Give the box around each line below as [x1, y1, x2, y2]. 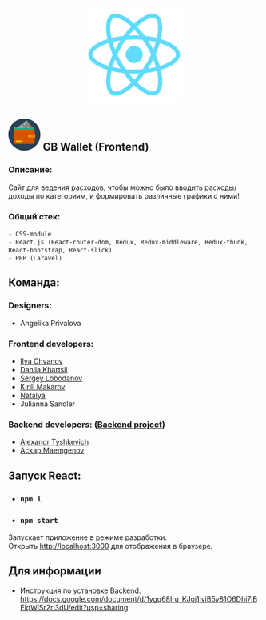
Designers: [8, 300, 52, 311]
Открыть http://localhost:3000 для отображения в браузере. [8, 541, 213, 550]
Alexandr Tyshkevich [19, 437, 89, 447]
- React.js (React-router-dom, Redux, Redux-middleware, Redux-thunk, [8, 238, 248, 246]
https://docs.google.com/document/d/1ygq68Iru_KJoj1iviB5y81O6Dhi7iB [19, 594, 258, 603]
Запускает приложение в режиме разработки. [8, 532, 168, 542]
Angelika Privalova [19, 318, 81, 328]
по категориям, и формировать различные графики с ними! [35, 191, 240, 200]
